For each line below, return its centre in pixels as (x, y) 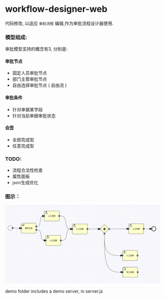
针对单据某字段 (27, 109)
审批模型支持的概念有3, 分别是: (36, 49)
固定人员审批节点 (30, 73)
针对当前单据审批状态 (34, 116)
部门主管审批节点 (30, 79)
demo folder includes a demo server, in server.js (54, 291)
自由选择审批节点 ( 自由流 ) (39, 85)
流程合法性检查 (27, 170)
